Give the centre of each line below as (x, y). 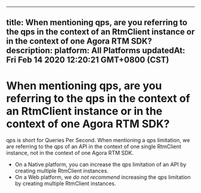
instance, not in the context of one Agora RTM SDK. (70, 153)
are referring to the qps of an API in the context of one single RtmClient (94, 146)
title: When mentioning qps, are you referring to (97, 22)
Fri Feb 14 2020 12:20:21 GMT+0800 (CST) (88, 60)
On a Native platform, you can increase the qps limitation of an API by (100, 164)
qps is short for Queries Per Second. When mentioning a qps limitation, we (98, 140)
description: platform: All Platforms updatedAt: (96, 50)
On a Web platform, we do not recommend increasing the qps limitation (103, 177)
